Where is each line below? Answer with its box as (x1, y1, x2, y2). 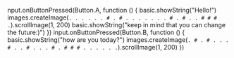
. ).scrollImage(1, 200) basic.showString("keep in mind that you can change (7, 21, 226, 29)
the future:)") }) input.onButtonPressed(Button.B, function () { (7, 28, 185, 36)
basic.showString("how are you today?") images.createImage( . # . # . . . (7, 36, 229, 44)
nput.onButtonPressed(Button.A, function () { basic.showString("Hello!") (7, 6, 217, 14)
